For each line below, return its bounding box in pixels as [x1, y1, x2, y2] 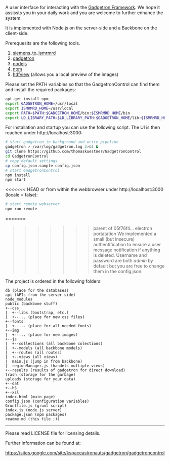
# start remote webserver [5, 202, 60, 207]
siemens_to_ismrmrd [12, 50, 56, 56]
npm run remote [5, 206, 37, 212]
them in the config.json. [93, 268, 143, 274]
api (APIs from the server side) [5, 292, 76, 297]
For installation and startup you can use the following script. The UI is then [5, 124, 160, 131]
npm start [5, 177, 26, 182]
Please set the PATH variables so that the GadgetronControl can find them [5, 81, 160, 87]
